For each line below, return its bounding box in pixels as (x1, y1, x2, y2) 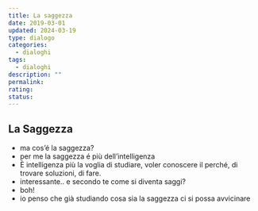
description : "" (8, 71, 62, 79)
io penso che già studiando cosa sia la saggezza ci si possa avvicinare (19, 194, 251, 203)
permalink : (8, 78, 44, 86)
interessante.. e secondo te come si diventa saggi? (19, 177, 187, 186)
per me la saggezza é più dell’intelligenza (19, 152, 156, 161)
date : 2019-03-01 (8, 19, 66, 27)
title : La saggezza (8, 11, 73, 20)
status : (8, 93, 34, 101)
